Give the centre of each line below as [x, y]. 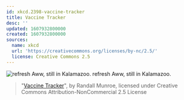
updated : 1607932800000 [36, 29]
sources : [17, 40]
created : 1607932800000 [36, 34]
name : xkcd [25, 46]
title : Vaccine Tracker [36, 17]
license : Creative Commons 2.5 [51, 57]
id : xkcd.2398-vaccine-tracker [46, 12]
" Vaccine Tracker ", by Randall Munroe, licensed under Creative [99, 86]
